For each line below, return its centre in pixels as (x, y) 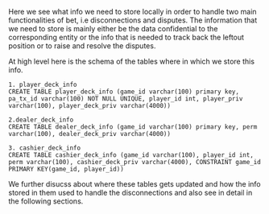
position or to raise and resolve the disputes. (82, 46)
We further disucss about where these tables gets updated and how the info (134, 184)
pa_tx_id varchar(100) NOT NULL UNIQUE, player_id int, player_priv (126, 99)
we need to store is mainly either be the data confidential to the (113, 29)
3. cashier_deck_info (45, 148)
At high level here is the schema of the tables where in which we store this (132, 61)
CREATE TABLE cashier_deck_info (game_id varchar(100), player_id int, (131, 155)
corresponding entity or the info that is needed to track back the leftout (126, 37)
